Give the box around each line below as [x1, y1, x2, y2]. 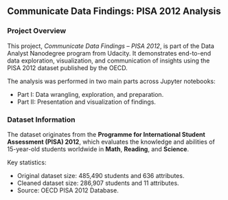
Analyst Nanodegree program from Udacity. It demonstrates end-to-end [7, 49, 212, 57]
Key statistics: [7, 158, 47, 166]
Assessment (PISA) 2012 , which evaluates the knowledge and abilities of [7, 137, 215, 146]
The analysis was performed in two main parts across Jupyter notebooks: [7, 77, 216, 85]
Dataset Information [7, 115, 76, 124]
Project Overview [7, 26, 67, 36]
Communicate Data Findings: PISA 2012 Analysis [7, 5, 221, 17]
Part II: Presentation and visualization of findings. [16, 98, 157, 106]
